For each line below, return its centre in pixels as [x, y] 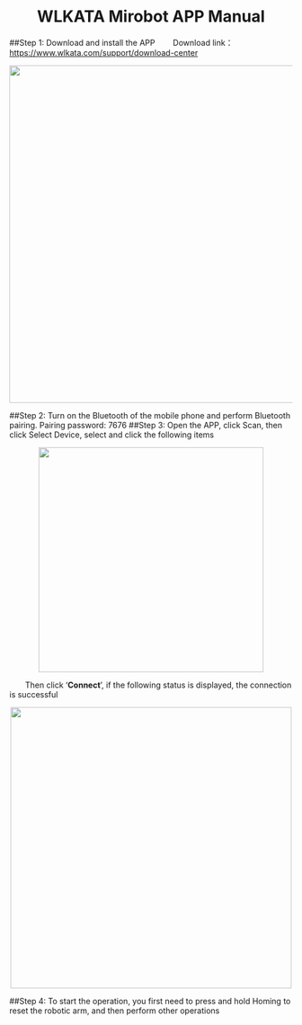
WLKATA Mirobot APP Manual [151, 17]
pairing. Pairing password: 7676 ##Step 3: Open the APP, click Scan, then [146, 425]
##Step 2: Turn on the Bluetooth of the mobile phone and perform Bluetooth [150, 415]
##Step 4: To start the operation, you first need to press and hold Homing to [150, 1001]
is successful [34, 694]
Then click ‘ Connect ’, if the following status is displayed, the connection [159, 685]
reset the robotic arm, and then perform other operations [115, 1011]
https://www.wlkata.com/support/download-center [104, 52]
